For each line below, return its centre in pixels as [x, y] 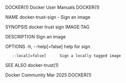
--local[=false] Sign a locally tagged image [67, 56]
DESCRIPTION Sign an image [35, 37]
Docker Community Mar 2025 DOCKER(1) [49, 75]
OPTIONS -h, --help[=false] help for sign [48, 47]
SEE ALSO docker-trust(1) [32, 65]
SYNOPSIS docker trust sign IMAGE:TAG [47, 27]
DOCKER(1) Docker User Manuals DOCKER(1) [52, 7]
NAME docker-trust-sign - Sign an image [48, 17]
